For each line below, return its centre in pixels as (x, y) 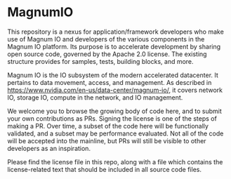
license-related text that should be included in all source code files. (105, 169)
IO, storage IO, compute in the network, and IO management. (95, 97)
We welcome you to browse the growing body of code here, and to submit (115, 111)
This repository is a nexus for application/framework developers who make (116, 32)
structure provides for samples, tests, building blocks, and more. (101, 61)
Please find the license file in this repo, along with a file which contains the (115, 161)
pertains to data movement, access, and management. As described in (110, 82)
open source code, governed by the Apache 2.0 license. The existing (107, 54)
